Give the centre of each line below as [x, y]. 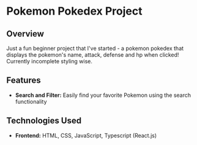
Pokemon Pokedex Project [74, 11]
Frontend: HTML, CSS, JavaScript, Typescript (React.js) [86, 135]
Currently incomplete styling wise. [50, 61]
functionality [31, 101]
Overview [25, 34]
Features [24, 80]
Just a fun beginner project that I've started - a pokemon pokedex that [95, 48]
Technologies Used [44, 121]
